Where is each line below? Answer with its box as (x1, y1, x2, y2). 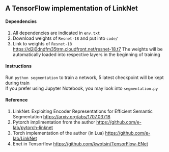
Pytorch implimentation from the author (12, 119, 96, 125)
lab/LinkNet (12, 135, 37, 141)
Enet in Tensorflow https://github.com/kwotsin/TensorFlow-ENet (12, 141, 149, 147)
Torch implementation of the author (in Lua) (12, 130, 104, 136)
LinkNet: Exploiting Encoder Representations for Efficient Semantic (12, 108, 153, 114)
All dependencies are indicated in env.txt (12, 30, 100, 36)
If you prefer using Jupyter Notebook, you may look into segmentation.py (5, 85, 158, 91)
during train (5, 80, 30, 86)
